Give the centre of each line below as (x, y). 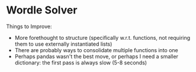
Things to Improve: (29, 26)
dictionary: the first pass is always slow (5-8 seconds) (81, 63)
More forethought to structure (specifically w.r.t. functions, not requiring (102, 37)
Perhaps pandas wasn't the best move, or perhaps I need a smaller (97, 56)
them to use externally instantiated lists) (63, 44)
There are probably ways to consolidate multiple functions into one (97, 50)
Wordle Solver (42, 10)
